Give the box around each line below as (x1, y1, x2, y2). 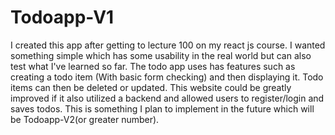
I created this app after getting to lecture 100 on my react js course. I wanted (10, 39, 326, 51)
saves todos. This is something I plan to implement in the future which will (10, 102, 315, 115)
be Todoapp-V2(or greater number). (10, 113, 160, 125)
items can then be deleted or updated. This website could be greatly (10, 81, 292, 93)
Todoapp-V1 (10, 6, 115, 29)
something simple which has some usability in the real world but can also (10, 49, 312, 61)
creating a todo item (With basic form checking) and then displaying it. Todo (10, 71, 324, 83)
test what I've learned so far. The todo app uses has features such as (10, 60, 296, 72)
